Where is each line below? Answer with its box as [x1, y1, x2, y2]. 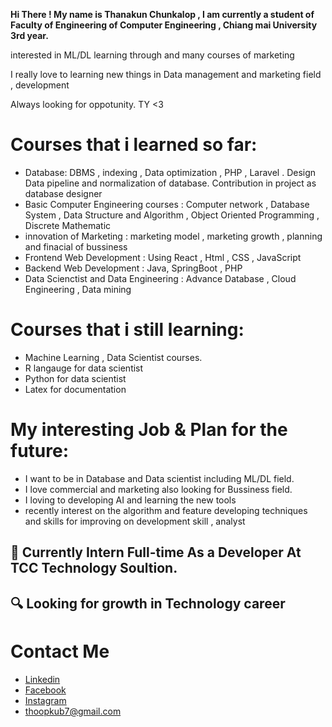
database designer [24, 187, 103, 199]
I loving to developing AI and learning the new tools [24, 494, 237, 506]
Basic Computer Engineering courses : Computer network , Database [24, 198, 310, 210]
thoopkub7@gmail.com [24, 705, 122, 717]
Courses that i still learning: [10, 319, 245, 341]
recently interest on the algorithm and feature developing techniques [24, 504, 308, 516]
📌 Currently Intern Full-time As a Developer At [10, 544, 302, 561]
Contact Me [10, 640, 110, 663]
